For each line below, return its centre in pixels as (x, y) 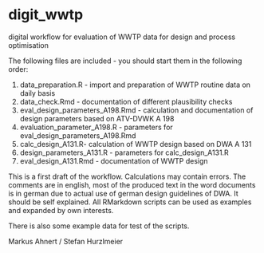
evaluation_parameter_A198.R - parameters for (96, 127)
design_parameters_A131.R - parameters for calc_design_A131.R (124, 152)
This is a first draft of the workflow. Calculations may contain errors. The (127, 176)
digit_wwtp (46, 15)
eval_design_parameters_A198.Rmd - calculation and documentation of (136, 110)
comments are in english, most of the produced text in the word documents (132, 184)
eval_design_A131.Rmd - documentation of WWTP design (114, 160)
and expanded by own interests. (61, 210)
